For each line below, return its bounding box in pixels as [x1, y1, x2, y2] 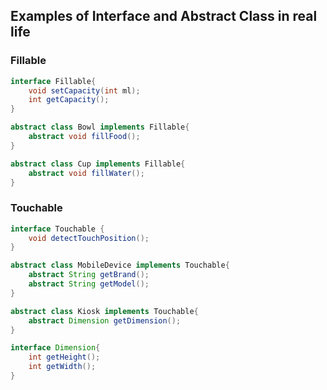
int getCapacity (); [28, 95, 110, 105]
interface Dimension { [10, 343, 101, 353]
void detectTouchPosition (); [28, 233, 150, 243]
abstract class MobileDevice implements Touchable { [10, 260, 230, 271]
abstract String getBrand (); [28, 270, 150, 280]
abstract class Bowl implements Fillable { [10, 122, 190, 133]
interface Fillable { [10, 76, 97, 86]
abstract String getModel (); [28, 279, 150, 289]
